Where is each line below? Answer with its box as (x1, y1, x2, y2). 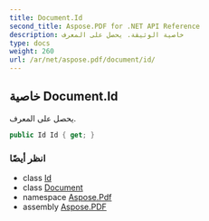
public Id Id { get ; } (9, 130, 95, 139)
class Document (22, 182, 83, 193)
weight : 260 (9, 47, 54, 56)
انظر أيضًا (9, 151, 46, 164)
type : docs (9, 38, 51, 48)
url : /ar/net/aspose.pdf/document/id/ (9, 55, 156, 64)
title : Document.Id (9, 13, 83, 23)
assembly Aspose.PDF (22, 201, 107, 212)
